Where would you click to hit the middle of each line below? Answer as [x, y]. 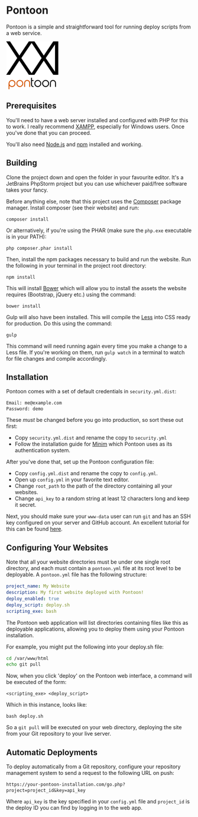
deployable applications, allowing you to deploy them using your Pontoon [95, 629]
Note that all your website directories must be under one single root [88, 562]
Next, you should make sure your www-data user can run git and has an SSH [98, 516]
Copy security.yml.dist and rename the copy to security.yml [91, 438]
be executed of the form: [36, 682]
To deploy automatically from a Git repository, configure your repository [93, 767]
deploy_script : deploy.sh [38, 605]
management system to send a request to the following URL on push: [90, 773]
